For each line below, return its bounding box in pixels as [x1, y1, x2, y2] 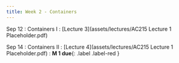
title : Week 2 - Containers [6, 8, 77, 15]
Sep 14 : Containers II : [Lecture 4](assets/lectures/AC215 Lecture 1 [6, 43, 174, 50]
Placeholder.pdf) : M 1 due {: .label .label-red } [6, 49, 120, 57]
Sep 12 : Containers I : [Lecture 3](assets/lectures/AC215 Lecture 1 [6, 25, 172, 32]
